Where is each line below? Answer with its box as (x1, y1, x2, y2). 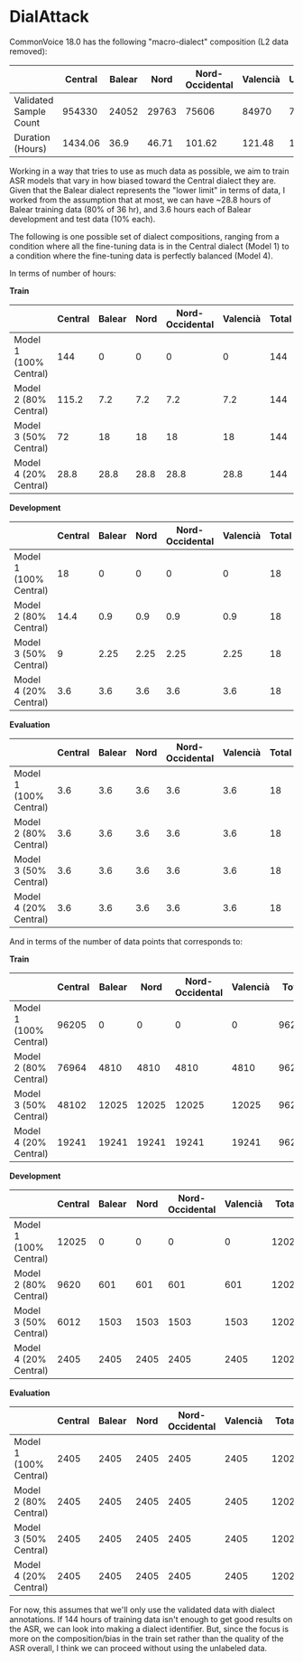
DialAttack (9, 6, 90, 27)
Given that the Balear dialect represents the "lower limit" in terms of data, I (9, 184, 286, 195)
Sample (14, 105, 47, 117)
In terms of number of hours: (9, 268, 117, 278)
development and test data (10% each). (9, 213, 156, 224)
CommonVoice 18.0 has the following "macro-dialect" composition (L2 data (9, 36, 289, 47)
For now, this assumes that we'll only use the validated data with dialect (9, 1604, 275, 1615)
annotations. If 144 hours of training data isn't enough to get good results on (9, 1613, 293, 1624)
